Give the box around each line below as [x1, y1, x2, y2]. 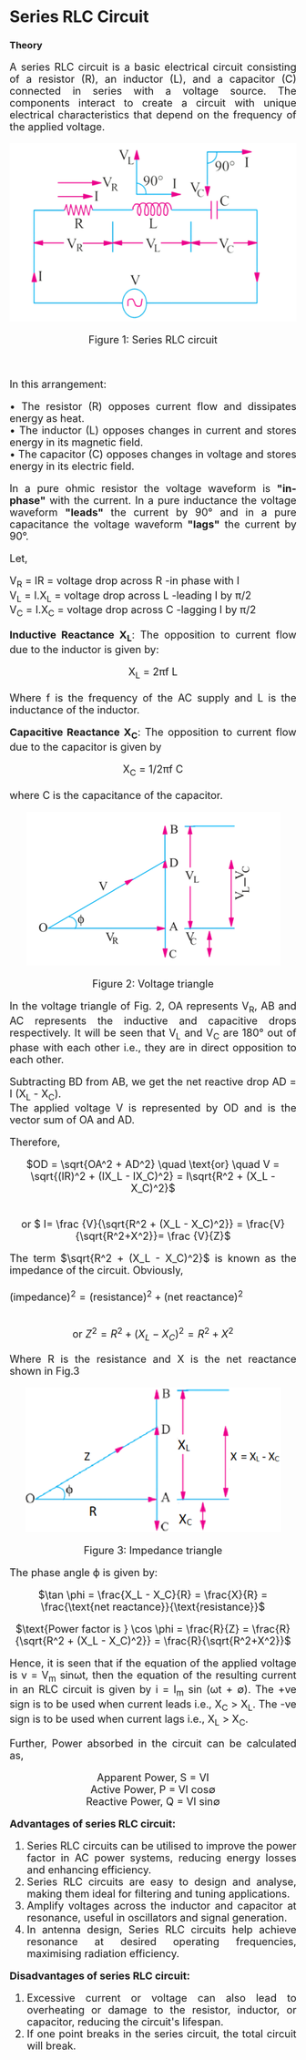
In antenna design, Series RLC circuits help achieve [26, 1923, 297, 1937]
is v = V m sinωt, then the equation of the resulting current [9, 1668, 297, 1685]
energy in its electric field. [9, 460, 135, 473]
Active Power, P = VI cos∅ [90, 1783, 216, 1797]
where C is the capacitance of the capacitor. [9, 789, 223, 803]
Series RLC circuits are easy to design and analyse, [26, 1875, 297, 1889]
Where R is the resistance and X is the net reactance [9, 1352, 297, 1366]
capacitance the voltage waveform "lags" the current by [9, 518, 297, 531]
